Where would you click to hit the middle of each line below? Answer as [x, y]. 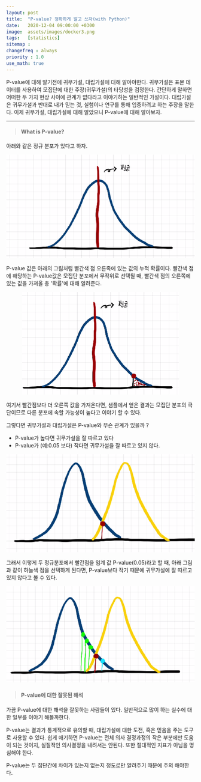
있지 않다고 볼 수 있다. [32, 577]
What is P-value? [42, 132]
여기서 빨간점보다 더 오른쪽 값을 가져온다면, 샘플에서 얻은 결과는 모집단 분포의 [96, 405]
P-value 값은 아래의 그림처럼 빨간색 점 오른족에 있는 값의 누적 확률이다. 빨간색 [97, 268]
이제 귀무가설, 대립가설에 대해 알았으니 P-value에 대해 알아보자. [88, 112]
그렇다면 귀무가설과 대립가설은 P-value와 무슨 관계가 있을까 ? [78, 425]
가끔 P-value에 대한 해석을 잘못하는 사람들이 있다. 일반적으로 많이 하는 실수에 [96, 709]
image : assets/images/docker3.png [51, 32]
